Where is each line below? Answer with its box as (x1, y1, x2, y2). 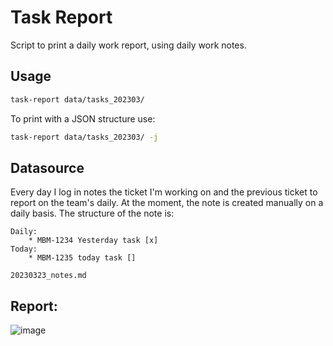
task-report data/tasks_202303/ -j (10, 132, 159, 142)
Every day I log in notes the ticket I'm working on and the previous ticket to (10, 186, 318, 198)
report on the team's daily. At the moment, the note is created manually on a (10, 197, 324, 209)
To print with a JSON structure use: (10, 112, 156, 125)
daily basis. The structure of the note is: (10, 207, 175, 220)
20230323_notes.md (10, 271, 87, 281)
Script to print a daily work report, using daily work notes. (10, 39, 247, 51)
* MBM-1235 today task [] (28, 253, 137, 263)
